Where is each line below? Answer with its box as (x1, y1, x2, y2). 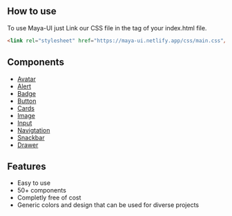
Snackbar (17, 133, 45, 141)
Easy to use (17, 179, 50, 187)
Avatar (17, 75, 36, 83)
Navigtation (17, 126, 50, 134)
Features (7, 160, 46, 172)
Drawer (17, 141, 39, 149)
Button (17, 97, 37, 105)
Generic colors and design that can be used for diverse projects (17, 201, 199, 209)
